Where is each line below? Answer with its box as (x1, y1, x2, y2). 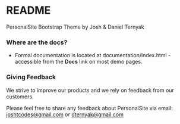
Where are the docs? (6, 38, 68, 46)
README (6, 4, 51, 17)
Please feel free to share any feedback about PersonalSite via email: (6, 104, 173, 111)
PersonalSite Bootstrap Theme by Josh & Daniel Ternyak (6, 23, 144, 30)
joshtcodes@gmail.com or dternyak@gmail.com (6, 111, 124, 118)
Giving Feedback (6, 73, 56, 81)
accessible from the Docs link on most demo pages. (14, 58, 143, 66)
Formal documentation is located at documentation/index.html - (14, 52, 171, 59)
